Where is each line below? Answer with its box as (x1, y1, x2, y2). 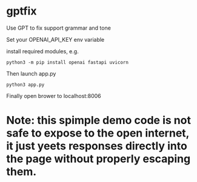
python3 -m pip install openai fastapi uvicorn (6, 59, 129, 65)
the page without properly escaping (6, 152, 191, 166)
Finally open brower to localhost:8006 (6, 92, 101, 99)
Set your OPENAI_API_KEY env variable (6, 36, 105, 43)
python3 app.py (6, 82, 45, 88)
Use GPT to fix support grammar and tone (6, 24, 111, 31)
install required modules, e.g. (6, 47, 79, 55)
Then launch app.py (6, 70, 56, 77)
